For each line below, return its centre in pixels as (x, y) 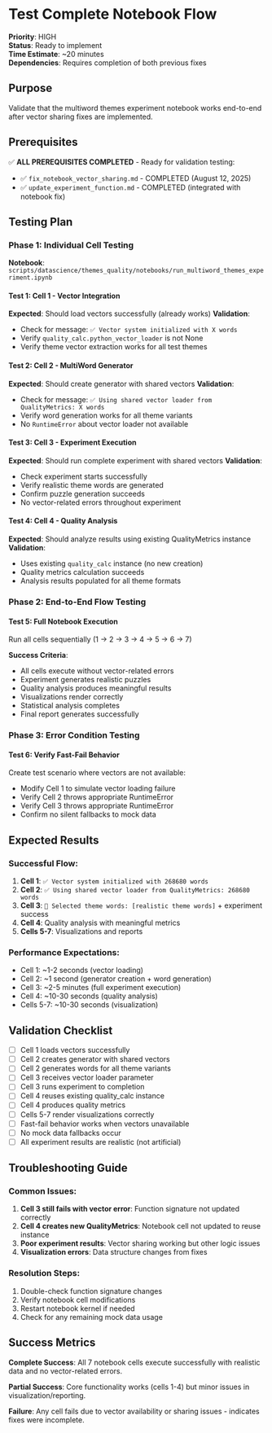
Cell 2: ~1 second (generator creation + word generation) (116, 979)
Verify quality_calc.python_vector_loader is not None (112, 338)
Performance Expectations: (64, 952)
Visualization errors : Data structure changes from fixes (114, 1252)
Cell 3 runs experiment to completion (82, 1087)
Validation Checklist (61, 1030)
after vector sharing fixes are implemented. (81, 116)
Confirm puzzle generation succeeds (82, 493)
